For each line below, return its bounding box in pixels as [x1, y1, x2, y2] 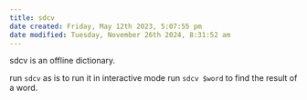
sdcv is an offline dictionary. [9, 55, 116, 66]
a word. [9, 83, 38, 94]
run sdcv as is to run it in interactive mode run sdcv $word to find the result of [9, 73, 298, 84]
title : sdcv [9, 13, 55, 23]
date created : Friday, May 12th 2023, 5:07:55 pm [9, 22, 203, 31]
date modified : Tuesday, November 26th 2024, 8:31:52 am [9, 30, 231, 39]
